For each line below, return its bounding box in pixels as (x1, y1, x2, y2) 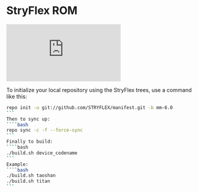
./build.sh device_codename (6, 150, 78, 156)
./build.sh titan (6, 178, 51, 185)
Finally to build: (6, 138, 53, 145)
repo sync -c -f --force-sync (6, 127, 83, 133)
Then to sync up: (6, 116, 51, 122)
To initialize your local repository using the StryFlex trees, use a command (6, 86, 192, 93)
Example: (6, 161, 29, 168)
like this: (6, 93, 27, 100)
